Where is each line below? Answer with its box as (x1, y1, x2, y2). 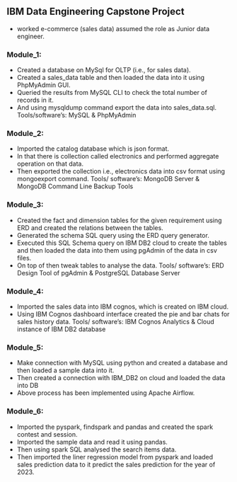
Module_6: (6, 406, 44, 416)
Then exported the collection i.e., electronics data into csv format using (16, 167, 226, 176)
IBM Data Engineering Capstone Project (6, 6, 185, 18)
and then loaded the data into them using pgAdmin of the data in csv (16, 246, 217, 254)
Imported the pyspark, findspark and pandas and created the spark (16, 423, 214, 431)
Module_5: (6, 343, 44, 352)
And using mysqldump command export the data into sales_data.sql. (16, 103, 217, 112)
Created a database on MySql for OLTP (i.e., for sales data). (16, 66, 192, 74)
